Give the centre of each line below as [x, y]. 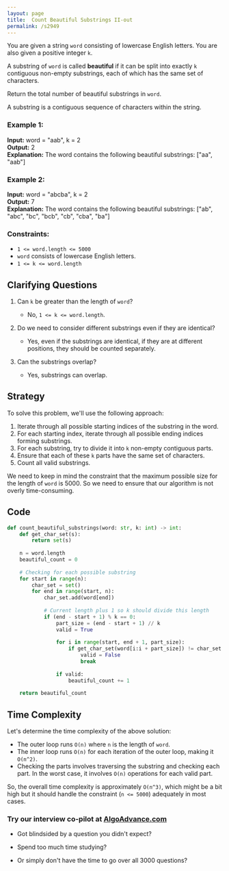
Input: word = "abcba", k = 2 [48, 194]
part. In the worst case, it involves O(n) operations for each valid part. [115, 774]
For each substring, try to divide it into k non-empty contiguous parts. [115, 448]
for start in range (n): [53, 579]
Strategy [26, 397]
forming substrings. [45, 441]
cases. [16, 801]
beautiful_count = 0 [49, 560]
